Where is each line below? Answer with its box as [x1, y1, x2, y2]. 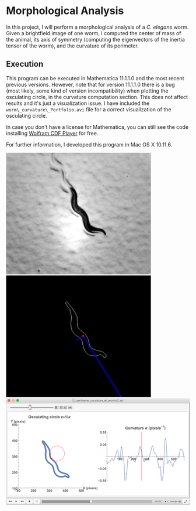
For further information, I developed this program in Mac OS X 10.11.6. [6, 141, 173, 148]
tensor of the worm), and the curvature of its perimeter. [6, 42, 139, 49]
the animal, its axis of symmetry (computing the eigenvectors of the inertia [6, 36, 185, 43]
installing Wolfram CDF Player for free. [6, 130, 99, 137]
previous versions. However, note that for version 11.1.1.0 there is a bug [6, 81, 175, 88]
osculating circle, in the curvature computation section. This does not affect [6, 93, 188, 100]
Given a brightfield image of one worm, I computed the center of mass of [6, 29, 181, 36]
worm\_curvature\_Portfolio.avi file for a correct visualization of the [6, 105, 171, 113]
